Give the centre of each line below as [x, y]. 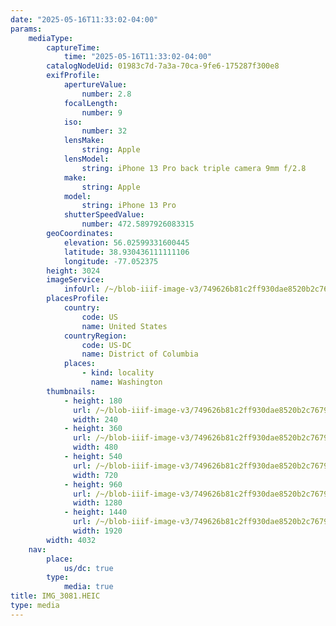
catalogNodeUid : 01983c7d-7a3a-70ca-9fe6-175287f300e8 [163, 66]
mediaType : [51, 38]
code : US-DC [106, 345]
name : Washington [126, 382]
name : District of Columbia [140, 354]
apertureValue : [95, 85]
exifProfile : [73, 76]
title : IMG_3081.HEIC [55, 596]
